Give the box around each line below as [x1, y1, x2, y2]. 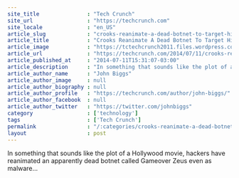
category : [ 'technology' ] [7, 110, 139, 117]
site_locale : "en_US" [7, 23, 116, 31]
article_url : [7, 51, 91, 58]
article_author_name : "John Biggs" [7, 70, 132, 77]
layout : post [7, 130, 107, 137]
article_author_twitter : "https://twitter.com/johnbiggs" [7, 103, 193, 110]
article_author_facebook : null [7, 97, 107, 104]
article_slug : [7, 30, 91, 38]
